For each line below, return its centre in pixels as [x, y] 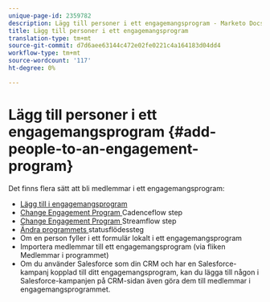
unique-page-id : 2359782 [50, 16]
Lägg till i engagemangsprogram [74, 204]
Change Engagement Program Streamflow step [98, 221]
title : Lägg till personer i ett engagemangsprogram [98, 31]
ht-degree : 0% [32, 68]
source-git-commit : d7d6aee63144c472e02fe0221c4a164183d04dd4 [115, 46]
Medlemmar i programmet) [64, 255]
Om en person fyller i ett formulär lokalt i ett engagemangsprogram [131, 238]
